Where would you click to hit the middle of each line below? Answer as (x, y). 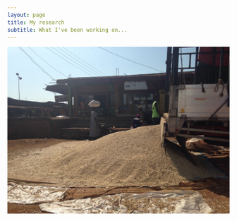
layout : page (26, 15)
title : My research (36, 22)
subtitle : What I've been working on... (68, 30)
